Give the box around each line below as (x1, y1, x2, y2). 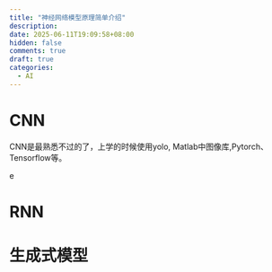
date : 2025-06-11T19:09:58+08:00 (9, 30, 135, 39)
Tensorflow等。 (9, 152, 67, 162)
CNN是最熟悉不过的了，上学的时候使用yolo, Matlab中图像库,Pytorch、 (9, 141, 269, 152)
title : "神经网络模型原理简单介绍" (9, 13, 127, 22)
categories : (9, 64, 54, 73)
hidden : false (9, 38, 63, 48)
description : (9, 22, 58, 31)
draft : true (9, 55, 54, 64)
